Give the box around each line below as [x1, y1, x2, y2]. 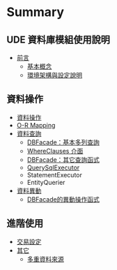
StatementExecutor [26, 170, 83, 179]
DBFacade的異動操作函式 [26, 195, 100, 203]
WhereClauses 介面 [26, 147, 84, 155]
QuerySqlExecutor [26, 163, 80, 172]
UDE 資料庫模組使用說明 [6, 33, 111, 45]
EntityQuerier [26, 178, 65, 186]
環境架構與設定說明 [26, 71, 83, 79]
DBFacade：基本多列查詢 [26, 137, 100, 147]
